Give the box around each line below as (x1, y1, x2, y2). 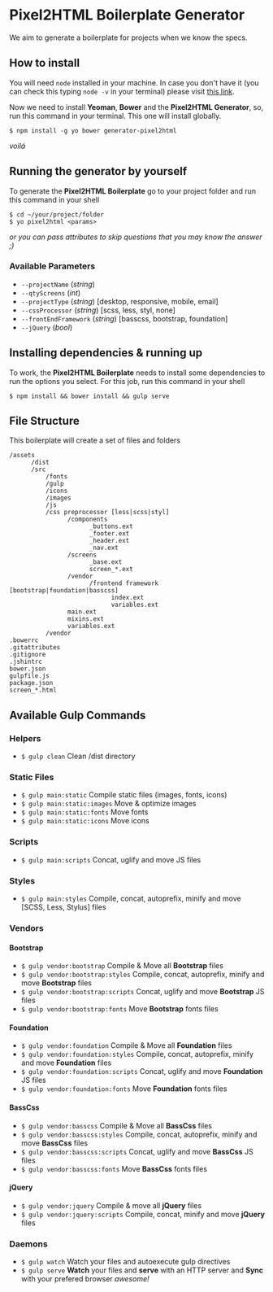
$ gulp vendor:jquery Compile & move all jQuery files (20, 1200, 202, 1210)
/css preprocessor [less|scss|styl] (45, 509, 170, 517)
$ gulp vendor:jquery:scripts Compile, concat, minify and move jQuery (20, 1209, 265, 1219)
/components (67, 515, 108, 524)
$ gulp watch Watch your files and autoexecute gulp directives (20, 1257, 231, 1267)
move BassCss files (20, 1137, 89, 1148)
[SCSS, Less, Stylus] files (20, 902, 106, 912)
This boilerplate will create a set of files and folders (9, 435, 181, 445)
